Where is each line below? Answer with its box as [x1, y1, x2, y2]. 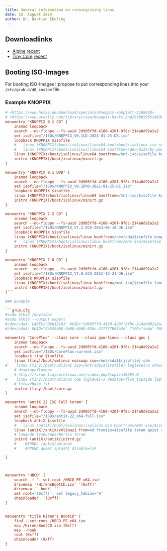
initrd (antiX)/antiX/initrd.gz [14, 437, 81, 442]
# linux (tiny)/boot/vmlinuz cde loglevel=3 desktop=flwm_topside [5, 377, 153, 382]
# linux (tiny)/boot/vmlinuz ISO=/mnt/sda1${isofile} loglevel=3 [5, 363, 150, 368]
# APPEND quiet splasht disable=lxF [14, 446, 97, 451]
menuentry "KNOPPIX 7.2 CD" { [5, 211, 68, 217]
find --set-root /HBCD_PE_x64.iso [14, 518, 85, 523]
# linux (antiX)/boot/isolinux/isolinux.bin [14, 423, 112, 428]
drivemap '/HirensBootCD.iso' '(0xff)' [14, 482, 97, 487]
